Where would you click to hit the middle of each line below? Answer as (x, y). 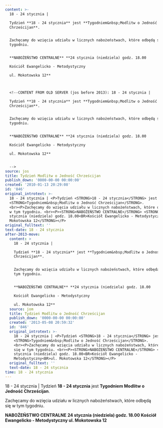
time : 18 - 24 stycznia (29, 372)
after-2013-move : (23, 234)
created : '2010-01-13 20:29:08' (38, 185)
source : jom (22, 309)
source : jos (17, 171)
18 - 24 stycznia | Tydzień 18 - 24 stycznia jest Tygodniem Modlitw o (75, 386)
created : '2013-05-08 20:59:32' (42, 323)
